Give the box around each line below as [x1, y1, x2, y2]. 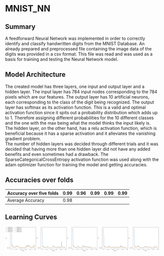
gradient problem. [5, 135, 42, 141]
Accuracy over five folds [7, 190, 59, 196]
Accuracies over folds [5, 176, 73, 184]
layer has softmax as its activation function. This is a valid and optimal [5, 104, 146, 110]
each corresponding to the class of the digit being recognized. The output [5, 99, 154, 105]
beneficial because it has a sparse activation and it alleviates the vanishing [5, 130, 156, 136]
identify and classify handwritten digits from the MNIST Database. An [5, 41, 145, 47]
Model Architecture [5, 71, 66, 79]
